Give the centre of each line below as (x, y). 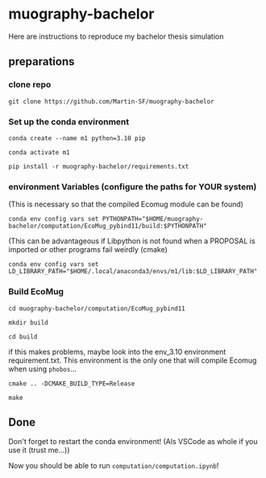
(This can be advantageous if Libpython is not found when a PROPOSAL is (132, 241)
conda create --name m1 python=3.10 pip (77, 138)
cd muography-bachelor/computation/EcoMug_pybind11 (97, 308)
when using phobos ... (43, 368)
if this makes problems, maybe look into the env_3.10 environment (117, 351)
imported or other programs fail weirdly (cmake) (88, 250)
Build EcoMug (36, 292)
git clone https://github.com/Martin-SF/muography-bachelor (112, 102)
